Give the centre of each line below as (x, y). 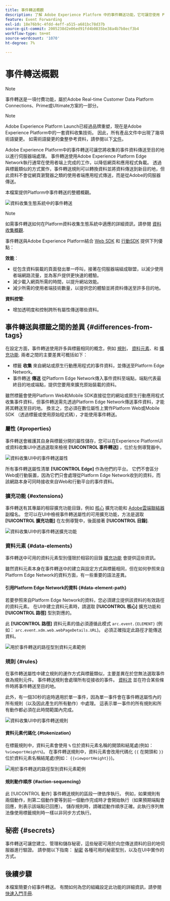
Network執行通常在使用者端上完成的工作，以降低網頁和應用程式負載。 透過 (83, 162)
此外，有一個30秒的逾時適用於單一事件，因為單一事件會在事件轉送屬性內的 (83, 697)
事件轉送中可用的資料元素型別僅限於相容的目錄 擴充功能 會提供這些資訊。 (82, 558)
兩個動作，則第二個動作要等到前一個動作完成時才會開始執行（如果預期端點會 (85, 800)
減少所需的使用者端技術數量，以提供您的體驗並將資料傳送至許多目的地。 (88, 288)
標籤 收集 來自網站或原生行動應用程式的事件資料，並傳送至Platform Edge (88, 365)
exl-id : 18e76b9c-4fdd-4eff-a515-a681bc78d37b (55, 24)
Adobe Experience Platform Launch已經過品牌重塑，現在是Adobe (73, 126)
